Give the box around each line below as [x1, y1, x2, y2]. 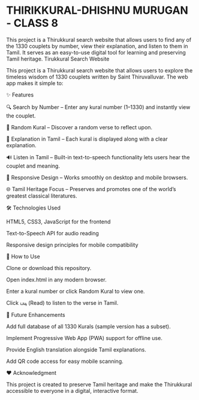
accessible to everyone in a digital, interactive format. [6, 387, 139, 394]
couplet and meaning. [6, 162, 60, 169]
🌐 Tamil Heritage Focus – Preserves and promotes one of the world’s [6, 185, 176, 192]
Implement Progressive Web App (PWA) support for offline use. [6, 334, 163, 341]
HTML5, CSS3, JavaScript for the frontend [6, 218, 111, 225]
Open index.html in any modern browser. [6, 276, 107, 283]
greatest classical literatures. [6, 192, 78, 199]
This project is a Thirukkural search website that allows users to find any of [6, 36, 192, 43]
